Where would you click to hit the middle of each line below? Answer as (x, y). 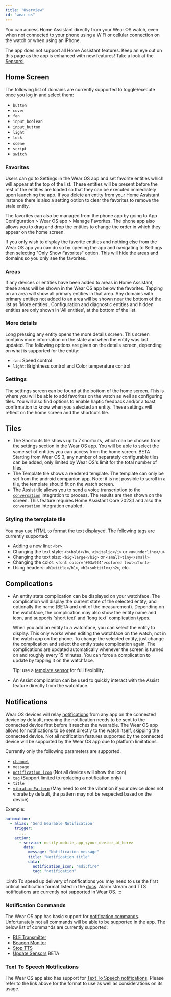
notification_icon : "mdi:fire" (66, 866)
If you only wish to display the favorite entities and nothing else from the (81, 242)
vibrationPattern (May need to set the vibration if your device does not (88, 789)
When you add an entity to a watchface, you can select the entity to (84, 628)
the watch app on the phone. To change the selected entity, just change (88, 639)
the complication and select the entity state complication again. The (84, 644)
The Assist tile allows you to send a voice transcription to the (77, 490)
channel (21, 762)
